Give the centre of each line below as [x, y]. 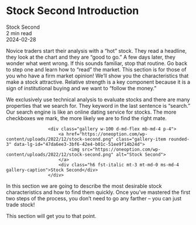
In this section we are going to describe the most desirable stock [84, 186]
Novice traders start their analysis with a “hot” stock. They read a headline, [97, 50]
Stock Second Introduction [73, 11]
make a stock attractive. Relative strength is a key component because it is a [98, 82]
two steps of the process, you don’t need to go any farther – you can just [94, 198]
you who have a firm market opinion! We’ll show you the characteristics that [97, 76]
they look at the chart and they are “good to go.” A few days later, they [91, 57]
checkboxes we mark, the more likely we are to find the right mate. [86, 118]
